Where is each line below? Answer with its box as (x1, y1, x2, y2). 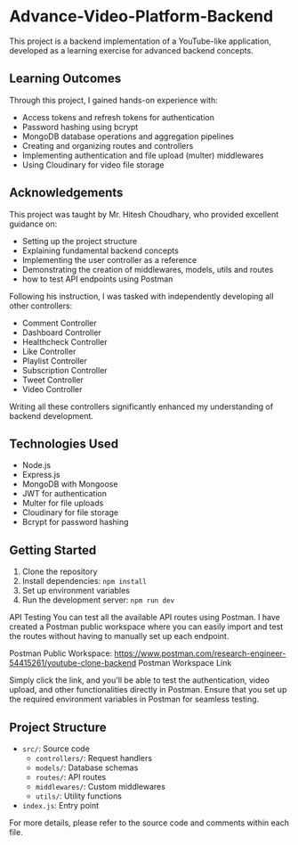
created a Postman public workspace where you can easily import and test (9, 621, 284, 632)
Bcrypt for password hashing (21, 517, 129, 528)
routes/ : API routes (35, 772, 107, 782)
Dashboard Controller (21, 327, 102, 338)
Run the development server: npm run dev (21, 595, 175, 605)
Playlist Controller (21, 355, 87, 366)
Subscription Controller (21, 365, 109, 375)
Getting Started (9, 542, 97, 558)
